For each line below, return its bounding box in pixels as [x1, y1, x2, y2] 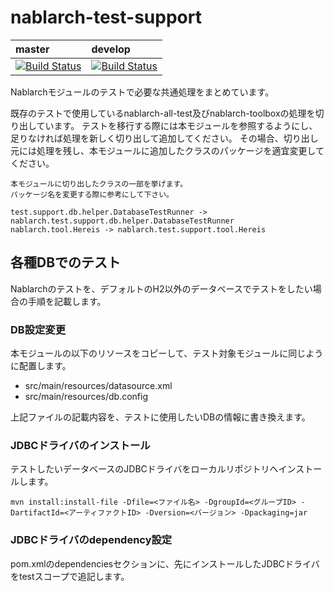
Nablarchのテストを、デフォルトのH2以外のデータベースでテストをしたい [10, 282, 313, 295]
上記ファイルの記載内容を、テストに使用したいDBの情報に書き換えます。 [10, 411, 311, 423]
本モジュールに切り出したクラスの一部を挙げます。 [10, 179, 188, 189]
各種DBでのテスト [10, 254, 122, 271]
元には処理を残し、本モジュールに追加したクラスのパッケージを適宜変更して [10, 144, 325, 156]
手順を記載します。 [27, 295, 107, 307]
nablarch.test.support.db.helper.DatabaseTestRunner [10, 216, 235, 226]
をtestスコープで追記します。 [10, 570, 130, 582]
